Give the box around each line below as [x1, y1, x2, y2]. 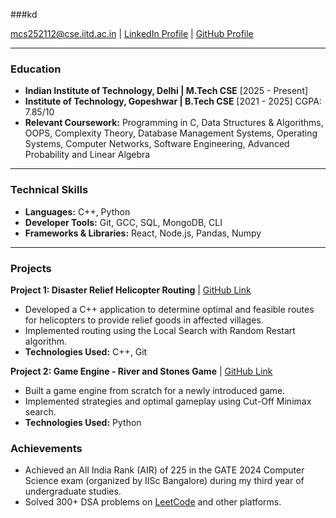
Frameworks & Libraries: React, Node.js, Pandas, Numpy [24, 227, 262, 239]
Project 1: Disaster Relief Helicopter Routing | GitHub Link [10, 284, 252, 296]
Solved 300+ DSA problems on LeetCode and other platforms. [24, 496, 282, 508]
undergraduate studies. [24, 485, 122, 498]
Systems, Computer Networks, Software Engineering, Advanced [24, 138, 290, 150]
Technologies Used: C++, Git [24, 345, 148, 358]
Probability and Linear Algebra [24, 149, 151, 161]
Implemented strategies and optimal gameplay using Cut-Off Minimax [24, 395, 312, 407]
